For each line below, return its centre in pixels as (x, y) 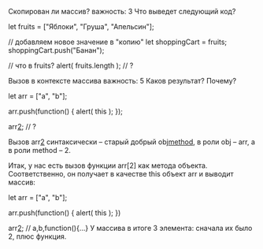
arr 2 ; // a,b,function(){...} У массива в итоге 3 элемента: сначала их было (130, 228)
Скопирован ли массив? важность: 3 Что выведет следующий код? (122, 11)
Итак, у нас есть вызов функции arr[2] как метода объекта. (108, 165)
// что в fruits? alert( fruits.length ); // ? (71, 65)
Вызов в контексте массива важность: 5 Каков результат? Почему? (122, 81)
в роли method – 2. (39, 150)
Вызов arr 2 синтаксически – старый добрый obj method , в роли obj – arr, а (132, 142)
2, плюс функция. (37, 236)
